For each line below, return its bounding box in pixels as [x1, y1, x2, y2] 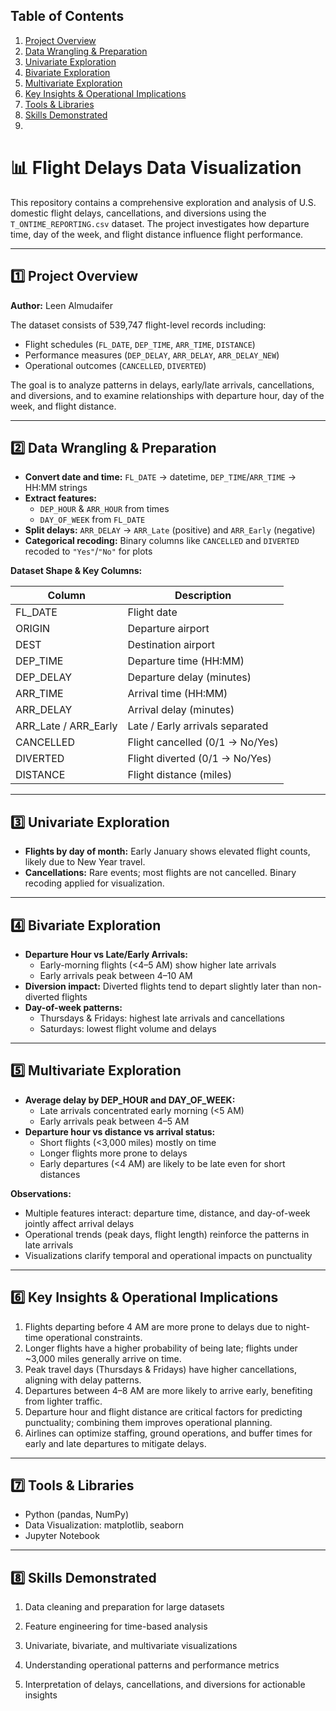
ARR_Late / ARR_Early [15, 719, 118, 733]
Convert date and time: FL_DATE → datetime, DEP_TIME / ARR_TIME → [24, 471, 297, 483]
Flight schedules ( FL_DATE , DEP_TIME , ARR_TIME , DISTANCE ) [24, 338, 256, 350]
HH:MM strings [24, 482, 88, 494]
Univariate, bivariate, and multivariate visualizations [24, 1640, 238, 1652]
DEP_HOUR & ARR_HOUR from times [39, 503, 170, 515]
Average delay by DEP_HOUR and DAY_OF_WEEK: [24, 1094, 236, 1106]
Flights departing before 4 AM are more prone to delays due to [24, 1320, 284, 1333]
